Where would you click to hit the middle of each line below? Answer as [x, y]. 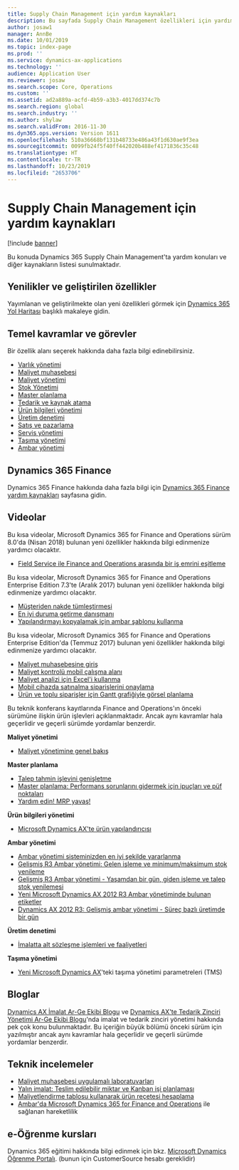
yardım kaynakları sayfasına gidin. [57, 495]
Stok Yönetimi [38, 387]
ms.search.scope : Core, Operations [60, 87]
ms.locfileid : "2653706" [44, 173]
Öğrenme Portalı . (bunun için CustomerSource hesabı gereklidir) [101, 1159]
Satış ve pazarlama [46, 425]
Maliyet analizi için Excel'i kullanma [69, 679]
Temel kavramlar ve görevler [72, 334]
